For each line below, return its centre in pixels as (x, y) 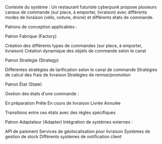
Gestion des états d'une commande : (42, 94)
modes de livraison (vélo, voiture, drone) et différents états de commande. (80, 17)
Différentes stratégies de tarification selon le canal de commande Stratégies (81, 70)
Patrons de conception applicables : (41, 27)
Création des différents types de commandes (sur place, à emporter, (74, 45)
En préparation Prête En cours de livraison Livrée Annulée (63, 103)
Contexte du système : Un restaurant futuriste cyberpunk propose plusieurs (81, 7)
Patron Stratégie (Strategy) (32, 60)
